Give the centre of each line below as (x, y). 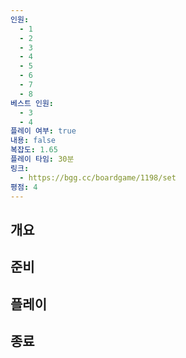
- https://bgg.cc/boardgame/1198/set (98, 177)
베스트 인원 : (32, 103)
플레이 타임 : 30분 (42, 159)
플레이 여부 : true (43, 131)
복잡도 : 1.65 (34, 150)
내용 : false (33, 141)
